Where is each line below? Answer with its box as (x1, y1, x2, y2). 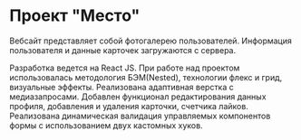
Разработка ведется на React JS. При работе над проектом (9, 62, 240, 73)
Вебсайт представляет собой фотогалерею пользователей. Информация (9, 35, 293, 46)
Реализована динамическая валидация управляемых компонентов (9, 110, 271, 121)
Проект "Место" (9, 5, 141, 26)
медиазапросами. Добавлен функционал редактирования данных (9, 91, 267, 102)
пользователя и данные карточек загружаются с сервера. (9, 44, 237, 55)
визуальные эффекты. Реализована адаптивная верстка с (9, 81, 234, 92)
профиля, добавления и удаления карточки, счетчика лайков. (9, 100, 249, 111)
